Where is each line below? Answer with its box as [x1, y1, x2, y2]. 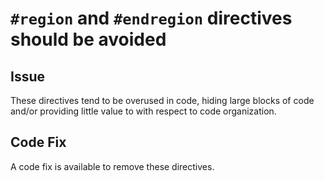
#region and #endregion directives [10, 7, 293, 30]
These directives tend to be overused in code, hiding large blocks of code [10, 95, 315, 106]
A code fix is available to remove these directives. [10, 160, 215, 172]
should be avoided [10, 28, 167, 51]
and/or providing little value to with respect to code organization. [10, 105, 277, 117]
